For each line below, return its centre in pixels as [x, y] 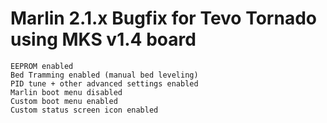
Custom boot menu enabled [64, 101]
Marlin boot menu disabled [66, 92]
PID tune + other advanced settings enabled [104, 83]
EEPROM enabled [42, 66]
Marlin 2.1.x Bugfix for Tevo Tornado [163, 18]
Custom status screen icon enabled [84, 110]
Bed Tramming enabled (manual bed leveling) [104, 75]
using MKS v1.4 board [103, 39]
